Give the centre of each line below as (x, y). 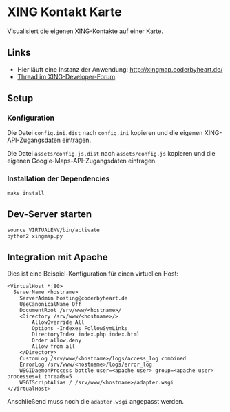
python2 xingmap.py (35, 236)
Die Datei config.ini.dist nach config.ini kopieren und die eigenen (105, 133)
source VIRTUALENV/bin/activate (53, 230)
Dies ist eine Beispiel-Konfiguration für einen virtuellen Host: (93, 274)
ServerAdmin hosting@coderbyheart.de (74, 298)
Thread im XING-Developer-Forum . (67, 76)
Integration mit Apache (57, 257)
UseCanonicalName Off (50, 305)
